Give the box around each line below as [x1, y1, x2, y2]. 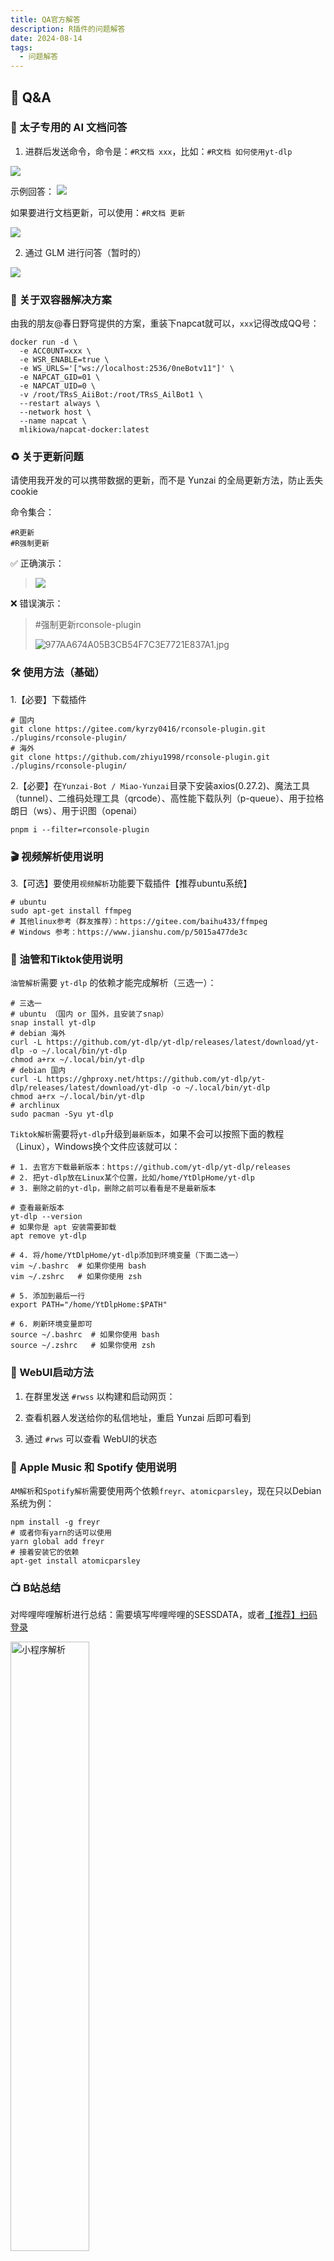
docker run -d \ [10, 337, 78, 348]
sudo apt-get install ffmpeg [10, 906, 132, 916]
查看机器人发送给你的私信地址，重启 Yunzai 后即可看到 [24, 1411, 252, 1423]
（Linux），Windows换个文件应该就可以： [10, 1141, 181, 1153]
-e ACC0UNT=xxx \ [19, 346, 92, 356]
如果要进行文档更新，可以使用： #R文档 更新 [10, 206, 186, 218]
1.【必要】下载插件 [10, 693, 87, 705]
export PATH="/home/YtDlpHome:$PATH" [10, 1300, 168, 1310]
